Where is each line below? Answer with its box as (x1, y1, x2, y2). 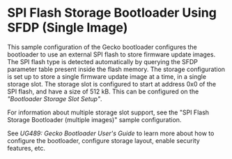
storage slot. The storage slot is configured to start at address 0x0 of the (7, 79, 217, 88)
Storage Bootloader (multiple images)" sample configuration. (7, 115, 182, 123)
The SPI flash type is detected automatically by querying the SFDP (7, 57, 199, 66)
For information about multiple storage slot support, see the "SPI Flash (7, 108, 210, 116)
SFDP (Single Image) (7, 20, 128, 36)
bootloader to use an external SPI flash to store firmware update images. (7, 50, 216, 59)
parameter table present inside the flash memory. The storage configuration (7, 65, 225, 73)
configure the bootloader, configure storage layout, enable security (7, 136, 200, 144)
